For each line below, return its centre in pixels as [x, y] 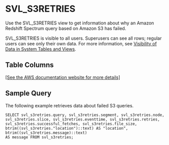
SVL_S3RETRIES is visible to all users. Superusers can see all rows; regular [83, 38]
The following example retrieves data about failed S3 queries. [70, 105]
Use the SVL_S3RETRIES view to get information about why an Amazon [80, 23]
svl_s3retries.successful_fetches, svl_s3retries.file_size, [71, 124]
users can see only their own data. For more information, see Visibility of [81, 43]
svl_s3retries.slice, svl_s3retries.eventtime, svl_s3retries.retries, [82, 119]
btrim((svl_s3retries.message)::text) [46, 133]
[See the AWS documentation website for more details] [63, 77]
